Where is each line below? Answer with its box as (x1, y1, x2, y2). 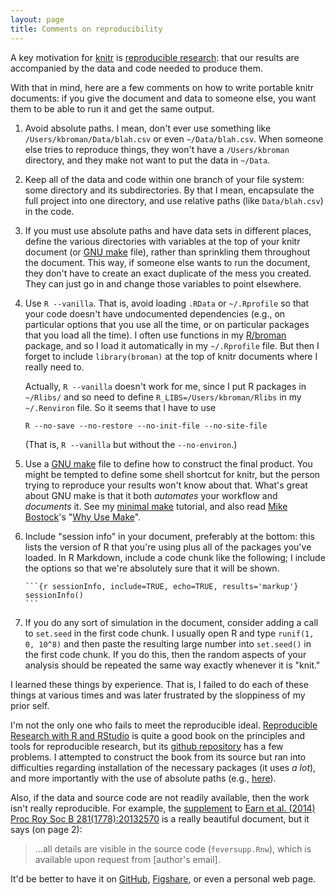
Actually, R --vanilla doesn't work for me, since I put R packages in (24, 380, 307, 392)
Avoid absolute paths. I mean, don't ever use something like (24, 122, 272, 134)
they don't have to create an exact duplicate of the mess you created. (24, 267, 312, 279)
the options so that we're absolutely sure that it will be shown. (24, 562, 280, 574)
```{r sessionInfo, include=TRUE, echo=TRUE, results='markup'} (24, 581, 299, 591)
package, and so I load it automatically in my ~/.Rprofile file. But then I (24, 339, 320, 351)
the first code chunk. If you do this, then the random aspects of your (24, 648, 307, 660)
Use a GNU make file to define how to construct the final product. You (24, 457, 313, 470)
